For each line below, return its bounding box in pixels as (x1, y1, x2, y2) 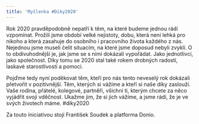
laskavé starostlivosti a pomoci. (6, 63, 83, 70)
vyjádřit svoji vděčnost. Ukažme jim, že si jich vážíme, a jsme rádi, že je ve (6, 93, 189, 100)
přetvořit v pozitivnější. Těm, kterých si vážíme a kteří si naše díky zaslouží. (6, 81, 191, 88)
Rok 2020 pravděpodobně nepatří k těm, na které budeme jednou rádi (6, 25, 178, 32)
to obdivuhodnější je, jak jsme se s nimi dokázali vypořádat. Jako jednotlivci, (6, 50, 194, 57)
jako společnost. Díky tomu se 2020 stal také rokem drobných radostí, (6, 56, 178, 63)
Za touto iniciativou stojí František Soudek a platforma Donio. (6, 111, 156, 118)
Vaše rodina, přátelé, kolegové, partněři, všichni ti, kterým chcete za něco (6, 87, 187, 94)
